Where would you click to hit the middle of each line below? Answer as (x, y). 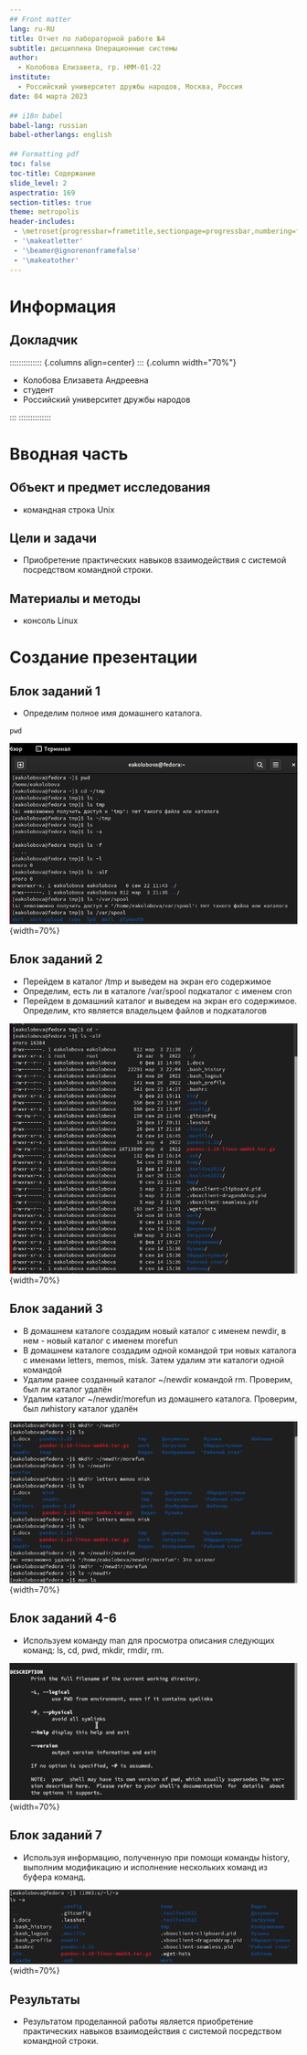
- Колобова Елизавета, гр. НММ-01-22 (90, 68)
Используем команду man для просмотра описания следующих (148, 1640)
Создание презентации (104, 657)
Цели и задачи (53, 538)
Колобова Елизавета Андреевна (85, 380)
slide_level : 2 (38, 183)
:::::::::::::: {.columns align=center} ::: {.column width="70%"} (123, 362)
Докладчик (44, 340)
